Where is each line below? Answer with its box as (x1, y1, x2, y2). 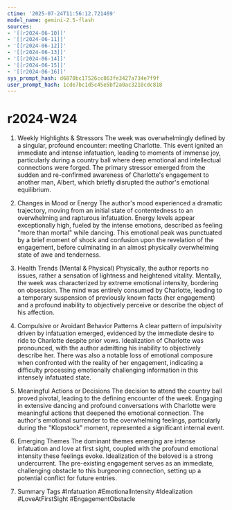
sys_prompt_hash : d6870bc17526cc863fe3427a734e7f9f (7, 74, 159, 82)
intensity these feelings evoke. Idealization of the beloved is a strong (17, 452, 213, 460)
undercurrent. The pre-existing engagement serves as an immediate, (17, 459, 215, 468)
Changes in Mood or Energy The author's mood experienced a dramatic (17, 199, 223, 207)
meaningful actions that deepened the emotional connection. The (17, 409, 204, 417)
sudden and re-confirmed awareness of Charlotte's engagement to (17, 171, 209, 179)
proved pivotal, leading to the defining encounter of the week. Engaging (17, 394, 223, 402)
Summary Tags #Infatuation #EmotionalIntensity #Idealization (17, 487, 193, 496)
